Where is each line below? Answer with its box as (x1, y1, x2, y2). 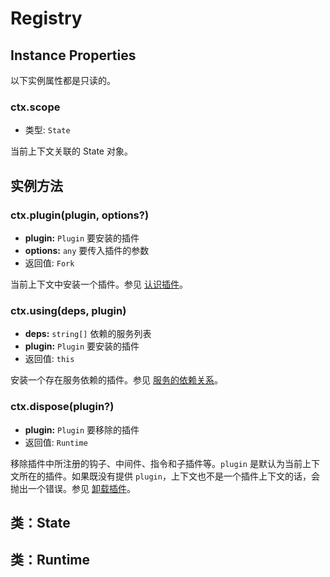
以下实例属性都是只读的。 (10, 75, 116, 86)
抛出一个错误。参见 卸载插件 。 (10, 482, 136, 494)
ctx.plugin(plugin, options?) (10, 208, 150, 222)
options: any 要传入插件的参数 (24, 244, 150, 256)
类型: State (24, 124, 71, 136)
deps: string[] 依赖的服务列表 (24, 328, 152, 340)
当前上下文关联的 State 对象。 (10, 145, 133, 157)
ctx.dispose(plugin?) (10, 400, 115, 414)
